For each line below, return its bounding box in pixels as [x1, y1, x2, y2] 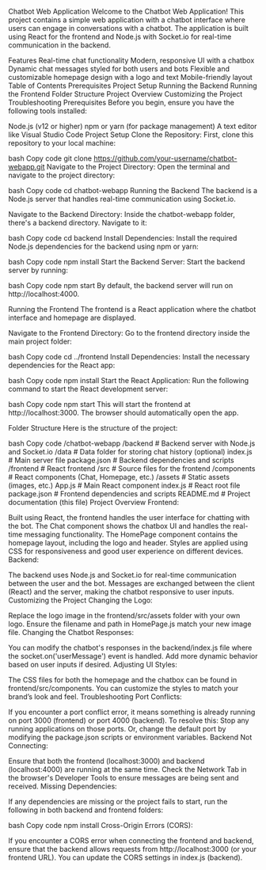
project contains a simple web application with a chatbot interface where [8, 15, 245, 25]
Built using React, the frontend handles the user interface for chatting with [8, 513, 250, 522]
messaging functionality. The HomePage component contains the [24, 530, 238, 539]
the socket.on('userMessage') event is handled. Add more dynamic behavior [8, 652, 258, 660]
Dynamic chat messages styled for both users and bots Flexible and [8, 64, 230, 74]
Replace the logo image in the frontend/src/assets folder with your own [8, 611, 241, 620]
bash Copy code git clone [8, 154, 93, 163]
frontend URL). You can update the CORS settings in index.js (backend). [8, 853, 243, 862]
